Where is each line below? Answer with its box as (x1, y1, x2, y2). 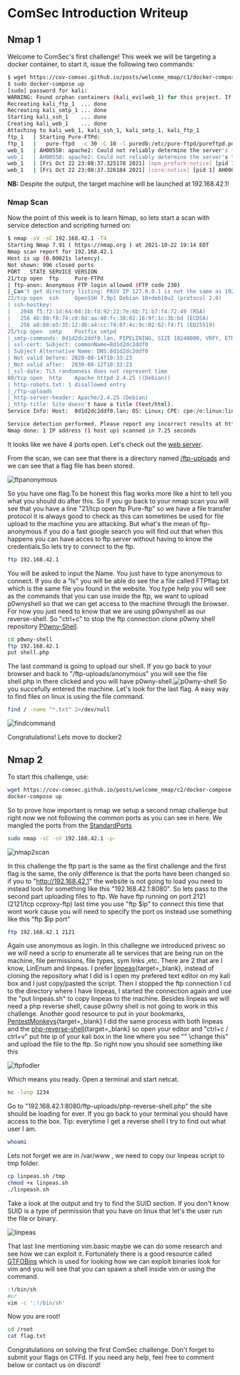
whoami (7, 1139, 27, 1146)
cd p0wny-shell (7, 635, 53, 643)
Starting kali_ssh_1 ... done (7, 114, 107, 121)
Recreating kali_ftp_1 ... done (7, 100, 107, 108)
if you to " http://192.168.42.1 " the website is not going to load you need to (7, 877, 223, 885)
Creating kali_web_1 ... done (7, 120, 107, 128)
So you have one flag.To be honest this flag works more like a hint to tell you (7, 489, 232, 498)
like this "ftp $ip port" (7, 915, 71, 923)
